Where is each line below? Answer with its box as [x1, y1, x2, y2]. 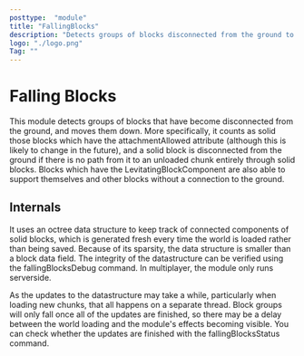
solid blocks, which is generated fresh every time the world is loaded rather [9, 233, 292, 245]
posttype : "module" [9, 13, 88, 23]
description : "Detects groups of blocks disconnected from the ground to [9, 30, 295, 39]
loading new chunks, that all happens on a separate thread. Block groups [9, 299, 283, 310]
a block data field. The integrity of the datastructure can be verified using [9, 253, 284, 264]
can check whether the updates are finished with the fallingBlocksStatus [9, 328, 280, 339]
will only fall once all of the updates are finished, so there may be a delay [9, 309, 282, 320]
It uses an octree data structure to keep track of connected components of [9, 224, 289, 235]
